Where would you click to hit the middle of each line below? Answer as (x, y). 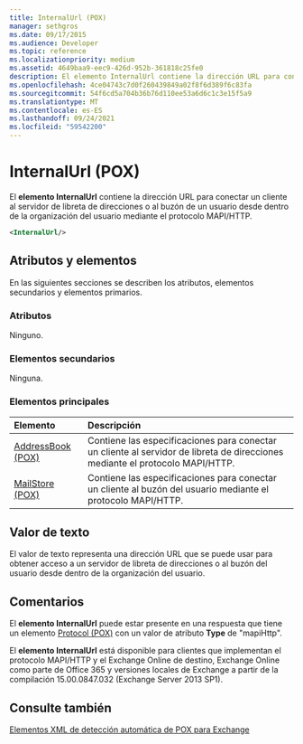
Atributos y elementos (73, 261)
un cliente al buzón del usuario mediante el (178, 489)
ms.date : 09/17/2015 (48, 34)
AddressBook (43, 446)
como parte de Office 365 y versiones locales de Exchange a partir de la (144, 670)
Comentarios (47, 602)
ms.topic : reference (48, 52)
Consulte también (60, 707)
